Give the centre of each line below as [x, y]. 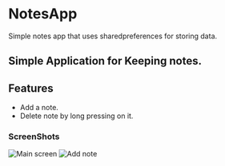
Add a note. [39, 108]
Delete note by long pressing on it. [76, 116]
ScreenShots [34, 136]
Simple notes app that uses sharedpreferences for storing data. [113, 36]
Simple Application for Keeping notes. [105, 61]
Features [31, 88]
